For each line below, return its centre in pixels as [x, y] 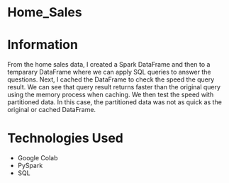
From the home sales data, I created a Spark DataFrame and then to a [109, 65]
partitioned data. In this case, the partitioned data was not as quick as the [114, 102]
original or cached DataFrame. [52, 110]
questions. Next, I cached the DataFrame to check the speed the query [111, 79]
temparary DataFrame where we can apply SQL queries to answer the [109, 72]
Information [43, 45]
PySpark [30, 166]
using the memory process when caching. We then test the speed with [111, 95]
